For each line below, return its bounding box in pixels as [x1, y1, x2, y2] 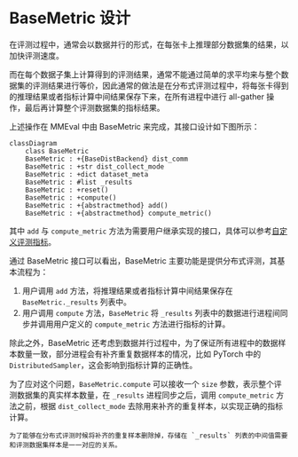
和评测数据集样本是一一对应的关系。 [9, 440, 122, 449]
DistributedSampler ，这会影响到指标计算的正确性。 [9, 359, 198, 370]
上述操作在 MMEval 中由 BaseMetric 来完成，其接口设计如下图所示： [9, 121, 260, 131]
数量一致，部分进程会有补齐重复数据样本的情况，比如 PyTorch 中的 [16, 348, 262, 359]
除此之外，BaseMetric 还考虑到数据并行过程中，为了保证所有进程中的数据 [9, 337, 278, 348]
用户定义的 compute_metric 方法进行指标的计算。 [52, 319, 231, 329]
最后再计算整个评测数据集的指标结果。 [24, 102, 165, 113]
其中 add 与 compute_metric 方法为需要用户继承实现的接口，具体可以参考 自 [9, 225, 280, 236]
